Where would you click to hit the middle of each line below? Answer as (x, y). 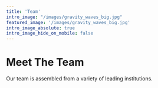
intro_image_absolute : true (41, 28)
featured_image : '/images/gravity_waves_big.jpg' (68, 22)
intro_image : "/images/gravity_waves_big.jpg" (64, 17)
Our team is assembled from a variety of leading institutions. (80, 79)
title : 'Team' (24, 11)
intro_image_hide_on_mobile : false (50, 33)
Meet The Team (45, 62)
